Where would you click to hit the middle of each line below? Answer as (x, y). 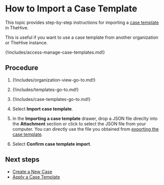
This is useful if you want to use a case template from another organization (82, 37)
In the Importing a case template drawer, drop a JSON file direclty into (85, 118)
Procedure (22, 68)
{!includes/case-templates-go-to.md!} (51, 99)
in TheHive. (17, 27)
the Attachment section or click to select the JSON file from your (79, 124)
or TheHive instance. (27, 42)
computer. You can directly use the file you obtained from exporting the (85, 129)
